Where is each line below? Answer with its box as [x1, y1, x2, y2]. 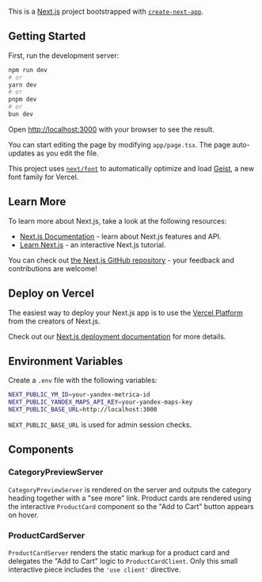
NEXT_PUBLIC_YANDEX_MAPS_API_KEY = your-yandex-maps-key [8, 398, 193, 407]
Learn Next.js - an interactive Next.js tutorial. [19, 239, 166, 249]
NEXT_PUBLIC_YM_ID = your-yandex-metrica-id [8, 391, 150, 399]
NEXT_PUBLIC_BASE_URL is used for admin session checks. [8, 420, 192, 429]
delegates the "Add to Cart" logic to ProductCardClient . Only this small [8, 556, 238, 565]
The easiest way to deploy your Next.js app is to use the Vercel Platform [8, 308, 244, 317]
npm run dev [8, 66, 47, 74]
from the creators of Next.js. [8, 316, 101, 326]
